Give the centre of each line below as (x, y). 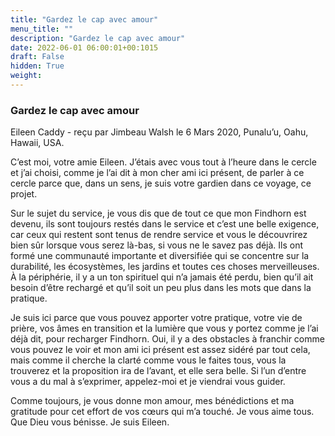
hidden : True (37, 66)
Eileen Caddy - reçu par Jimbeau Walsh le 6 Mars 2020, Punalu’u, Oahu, (159, 132)
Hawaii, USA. (37, 143)
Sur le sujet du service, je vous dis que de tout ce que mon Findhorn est (158, 213)
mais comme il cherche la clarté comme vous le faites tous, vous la (148, 360)
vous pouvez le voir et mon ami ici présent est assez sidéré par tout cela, (160, 350)
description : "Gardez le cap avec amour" (98, 38)
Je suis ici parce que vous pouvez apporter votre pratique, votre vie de (156, 318)
